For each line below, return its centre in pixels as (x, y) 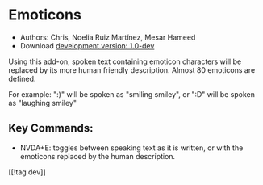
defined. (22, 78)
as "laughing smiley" (43, 103)
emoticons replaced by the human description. (98, 156)
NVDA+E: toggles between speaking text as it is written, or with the (131, 148)
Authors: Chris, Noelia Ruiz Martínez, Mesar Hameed (108, 37)
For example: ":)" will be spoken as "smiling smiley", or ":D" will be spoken (132, 94)
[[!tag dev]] (27, 172)
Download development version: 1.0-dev (87, 45)
